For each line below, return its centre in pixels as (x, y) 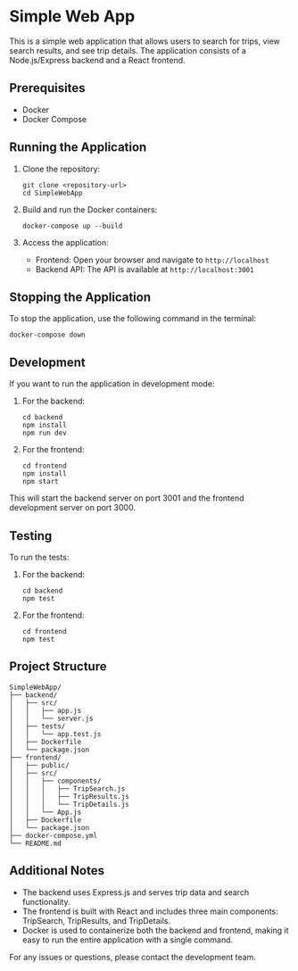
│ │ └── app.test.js (55, 734)
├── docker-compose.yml (54, 835)
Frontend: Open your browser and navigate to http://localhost (152, 260)
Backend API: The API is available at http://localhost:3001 (145, 269)
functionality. (46, 901)
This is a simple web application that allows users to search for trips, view (145, 41)
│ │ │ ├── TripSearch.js (67, 788)
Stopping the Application (80, 297)
